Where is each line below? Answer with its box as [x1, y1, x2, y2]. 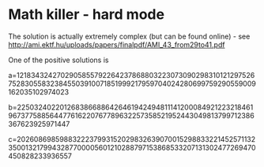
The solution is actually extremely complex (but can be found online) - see [8, 32, 251, 41]
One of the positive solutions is [8, 55, 109, 65]
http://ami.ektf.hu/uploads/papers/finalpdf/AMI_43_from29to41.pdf [8, 39, 225, 49]
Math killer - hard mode [8, 6, 164, 24]
